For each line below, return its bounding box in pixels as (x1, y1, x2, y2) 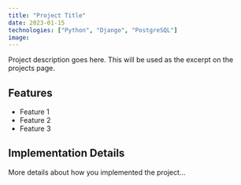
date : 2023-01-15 (8, 19, 65, 27)
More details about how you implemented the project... (8, 167, 186, 177)
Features (8, 86, 53, 99)
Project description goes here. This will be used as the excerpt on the (8, 55, 234, 65)
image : (8, 33, 30, 42)
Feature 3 (19, 124, 51, 134)
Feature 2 (19, 116, 51, 125)
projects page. (8, 64, 55, 73)
